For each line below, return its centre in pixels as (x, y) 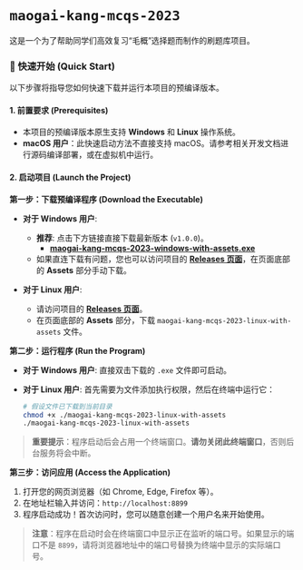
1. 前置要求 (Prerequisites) (59, 110)
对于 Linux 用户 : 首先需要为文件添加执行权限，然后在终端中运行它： (148, 389)
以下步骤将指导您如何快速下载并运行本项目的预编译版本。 (117, 88)
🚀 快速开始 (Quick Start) (62, 66)
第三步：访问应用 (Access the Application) (90, 472)
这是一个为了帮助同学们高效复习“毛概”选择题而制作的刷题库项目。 (132, 40)
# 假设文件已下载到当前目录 (67, 407)
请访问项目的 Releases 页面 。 (92, 309)
